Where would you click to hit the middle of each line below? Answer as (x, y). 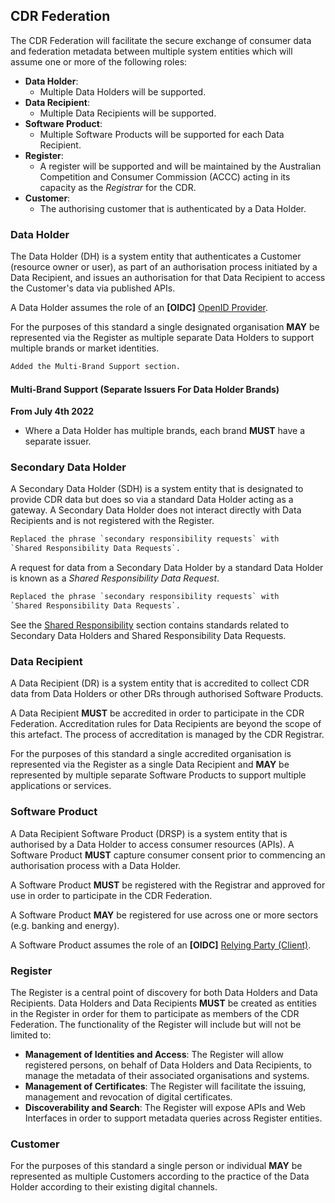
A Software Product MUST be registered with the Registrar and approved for (168, 885)
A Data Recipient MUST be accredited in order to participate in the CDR (157, 713)
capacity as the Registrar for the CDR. (118, 187)
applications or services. (61, 786)
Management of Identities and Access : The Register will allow (154, 1054)
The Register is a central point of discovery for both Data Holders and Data (164, 992)
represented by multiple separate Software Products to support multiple (158, 775)
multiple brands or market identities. (85, 348)
